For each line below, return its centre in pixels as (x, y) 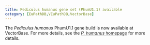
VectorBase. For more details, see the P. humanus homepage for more (75, 33)
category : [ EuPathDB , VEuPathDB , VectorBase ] (50, 14)
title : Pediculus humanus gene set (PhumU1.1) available (64, 9)
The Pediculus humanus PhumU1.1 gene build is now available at (69, 28)
